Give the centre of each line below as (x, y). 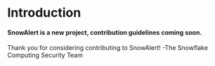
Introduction (44, 13)
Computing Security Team (45, 55)
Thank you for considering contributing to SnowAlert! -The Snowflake (108, 48)
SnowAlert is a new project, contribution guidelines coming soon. (105, 32)
